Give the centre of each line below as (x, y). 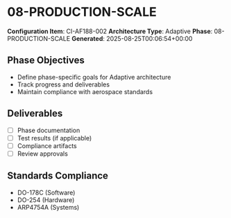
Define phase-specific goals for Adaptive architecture (94, 77)
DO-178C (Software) (46, 192)
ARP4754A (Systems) (48, 207)
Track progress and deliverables (63, 84)
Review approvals (42, 154)
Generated (87, 38)
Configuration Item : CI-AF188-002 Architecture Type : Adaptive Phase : (110, 31)
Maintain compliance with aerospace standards (85, 91)
